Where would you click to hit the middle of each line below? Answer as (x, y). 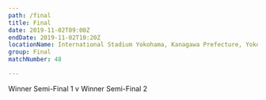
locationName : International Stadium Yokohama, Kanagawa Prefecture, (125, 45)
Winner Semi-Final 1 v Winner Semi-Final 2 (78, 88)
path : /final (30, 15)
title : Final (30, 23)
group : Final (30, 52)
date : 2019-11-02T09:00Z (49, 30)
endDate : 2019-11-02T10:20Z (55, 37)
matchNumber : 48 (35, 60)
